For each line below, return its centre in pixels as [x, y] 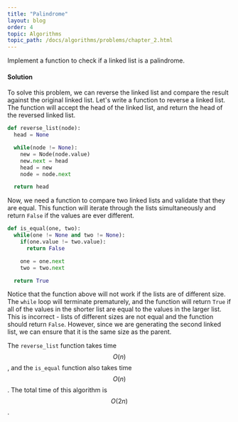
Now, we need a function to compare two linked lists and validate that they [117, 200]
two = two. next [43, 268]
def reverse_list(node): [44, 129]
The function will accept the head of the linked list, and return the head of [115, 108]
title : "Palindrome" [38, 14]
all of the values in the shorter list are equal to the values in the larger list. [114, 309]
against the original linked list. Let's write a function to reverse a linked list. [117, 100]
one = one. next [43, 261]
